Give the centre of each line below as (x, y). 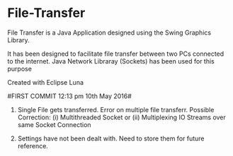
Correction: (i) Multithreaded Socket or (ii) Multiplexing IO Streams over (122, 117)
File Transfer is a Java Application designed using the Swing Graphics (109, 32)
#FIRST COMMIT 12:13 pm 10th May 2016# (70, 96)
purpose (19, 68)
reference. (33, 145)
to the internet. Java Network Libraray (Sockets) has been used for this (111, 61)
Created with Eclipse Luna (45, 82)
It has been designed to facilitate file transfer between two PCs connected (116, 54)
